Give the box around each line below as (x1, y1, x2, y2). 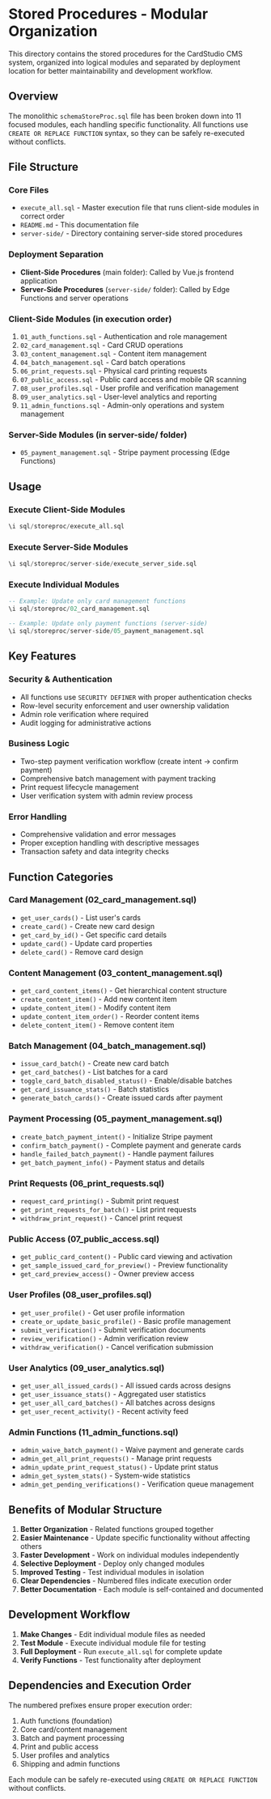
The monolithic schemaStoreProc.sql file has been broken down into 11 (8, 111, 242, 121)
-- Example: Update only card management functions (8, 597, 186, 605)
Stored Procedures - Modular (8, 5, 209, 23)
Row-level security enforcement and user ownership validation (19, 701, 230, 711)
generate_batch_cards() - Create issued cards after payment (19, 1093, 223, 1103)
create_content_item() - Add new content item (19, 995, 178, 1004)
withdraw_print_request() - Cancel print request (19, 1213, 184, 1223)
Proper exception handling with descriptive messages (19, 838, 200, 848)
